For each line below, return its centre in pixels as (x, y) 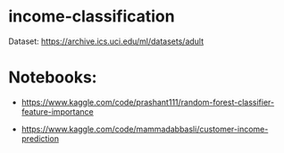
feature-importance (58, 111)
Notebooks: (53, 77)
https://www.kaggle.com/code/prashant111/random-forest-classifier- (147, 102)
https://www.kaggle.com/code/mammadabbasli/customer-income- (145, 129)
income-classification (92, 17)
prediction (40, 138)
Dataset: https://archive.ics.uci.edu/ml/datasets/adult (106, 41)
